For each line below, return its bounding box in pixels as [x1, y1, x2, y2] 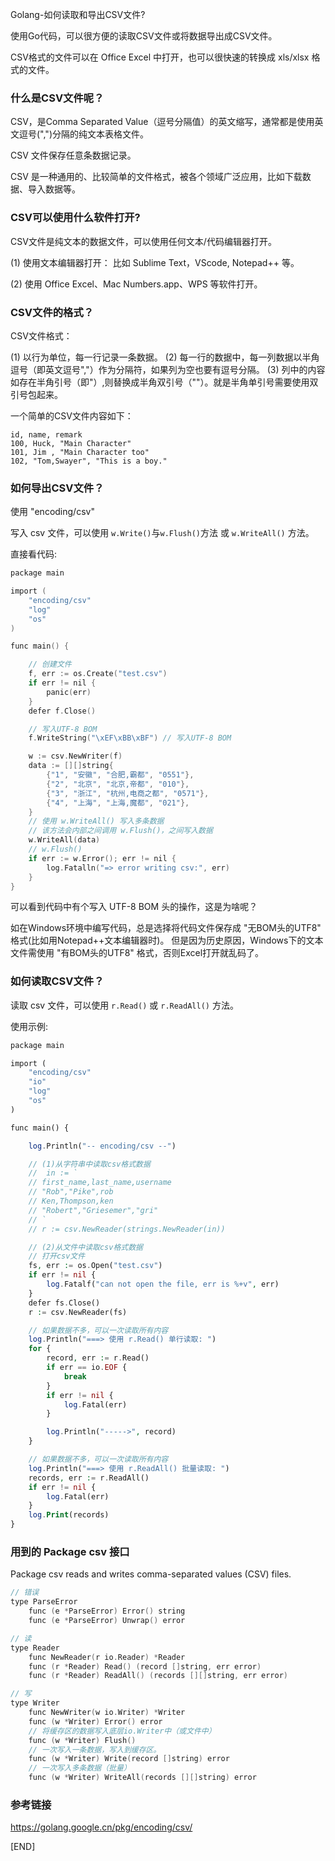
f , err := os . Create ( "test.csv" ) [28, 669, 168, 679]
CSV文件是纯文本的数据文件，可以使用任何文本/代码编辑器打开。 [10, 235, 277, 247]
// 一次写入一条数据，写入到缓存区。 [28, 1744, 162, 1755]
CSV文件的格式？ [10, 305, 95, 319]
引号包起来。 [10, 388, 63, 400]
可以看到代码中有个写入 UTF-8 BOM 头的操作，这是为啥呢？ [10, 901, 258, 913]
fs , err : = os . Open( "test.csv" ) [28, 1261, 163, 1271]
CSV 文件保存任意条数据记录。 [10, 149, 137, 162]
